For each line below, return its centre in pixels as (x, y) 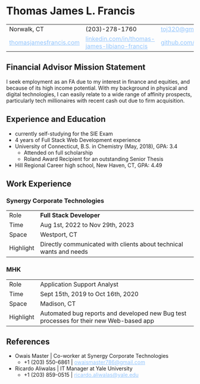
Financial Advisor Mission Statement (76, 67)
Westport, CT (59, 235)
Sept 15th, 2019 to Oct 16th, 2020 (89, 294)
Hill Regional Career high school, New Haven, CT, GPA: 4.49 (88, 165)
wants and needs (64, 252)
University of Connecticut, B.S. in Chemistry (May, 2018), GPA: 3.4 (96, 146)
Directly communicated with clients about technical (112, 244)
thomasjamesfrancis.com (45, 42)
